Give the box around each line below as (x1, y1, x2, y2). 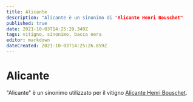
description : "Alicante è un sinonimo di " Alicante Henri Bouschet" (6, 15, 183, 21)
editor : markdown (6, 37, 50, 43)
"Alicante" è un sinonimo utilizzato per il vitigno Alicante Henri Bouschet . (6, 89, 188, 96)
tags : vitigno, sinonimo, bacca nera (6, 32, 102, 38)
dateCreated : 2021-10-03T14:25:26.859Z (6, 43, 107, 49)
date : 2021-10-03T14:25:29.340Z (6, 25, 88, 32)
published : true (6, 20, 47, 26)
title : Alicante (6, 8, 47, 15)
